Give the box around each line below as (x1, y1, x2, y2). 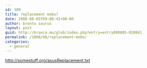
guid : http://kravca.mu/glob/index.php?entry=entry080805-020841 (5, 30, 142, 35)
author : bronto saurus (5, 21, 52, 26)
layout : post (5, 26, 32, 31)
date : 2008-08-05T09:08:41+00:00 (5, 16, 74, 21)
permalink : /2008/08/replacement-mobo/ (5, 35, 87, 40)
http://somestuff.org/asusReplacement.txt (5, 57, 90, 63)
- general (9, 44, 30, 49)
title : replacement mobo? (5, 12, 58, 17)
